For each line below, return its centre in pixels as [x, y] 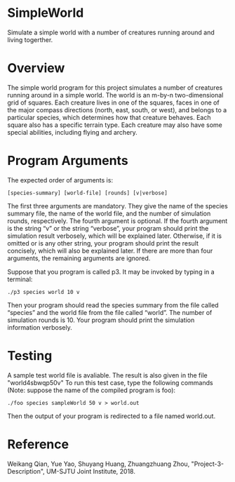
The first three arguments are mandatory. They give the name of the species [117, 206]
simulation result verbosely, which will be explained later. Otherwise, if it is [115, 236]
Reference [38, 444]
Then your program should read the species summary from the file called [113, 305]
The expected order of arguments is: [60, 180]
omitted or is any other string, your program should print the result [103, 243]
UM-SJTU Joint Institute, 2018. [91, 471]
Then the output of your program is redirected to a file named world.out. [112, 416]
